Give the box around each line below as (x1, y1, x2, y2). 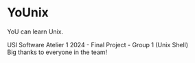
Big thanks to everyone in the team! (7, 48, 108, 56)
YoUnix (7, 5, 49, 21)
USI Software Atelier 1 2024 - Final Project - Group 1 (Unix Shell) (7, 40, 189, 49)
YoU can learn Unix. (7, 27, 64, 36)
